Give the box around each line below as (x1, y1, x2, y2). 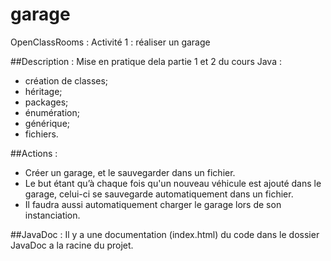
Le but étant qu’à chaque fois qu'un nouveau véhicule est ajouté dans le (24, 177, 322, 189)
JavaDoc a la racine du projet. (10, 239, 134, 251)
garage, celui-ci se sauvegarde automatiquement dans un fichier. (24, 188, 294, 200)
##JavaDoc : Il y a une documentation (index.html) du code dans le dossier (10, 228, 320, 240)
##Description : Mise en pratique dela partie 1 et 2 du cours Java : (10, 55, 282, 67)
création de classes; (24, 74, 109, 87)
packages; (24, 96, 69, 108)
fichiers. (24, 128, 59, 140)
